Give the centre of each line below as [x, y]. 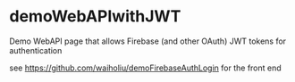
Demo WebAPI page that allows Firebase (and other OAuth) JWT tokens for [148, 41]
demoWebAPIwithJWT [95, 16]
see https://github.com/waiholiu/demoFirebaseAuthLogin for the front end [145, 68]
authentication [36, 50]
